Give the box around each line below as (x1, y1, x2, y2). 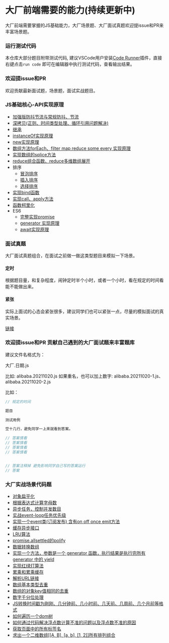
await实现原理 (20, 226, 49, 232)
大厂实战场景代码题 (5, 480, 52, 488)
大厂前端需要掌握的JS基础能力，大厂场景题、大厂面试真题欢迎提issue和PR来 (5, 22, 164, 28)
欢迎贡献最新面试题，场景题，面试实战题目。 (5, 87, 98, 93)
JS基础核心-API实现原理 (5, 101, 64, 109)
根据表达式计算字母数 (12, 499, 57, 505)
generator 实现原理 (20, 220, 59, 226)
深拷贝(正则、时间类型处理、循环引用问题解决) (12, 120, 109, 126)
